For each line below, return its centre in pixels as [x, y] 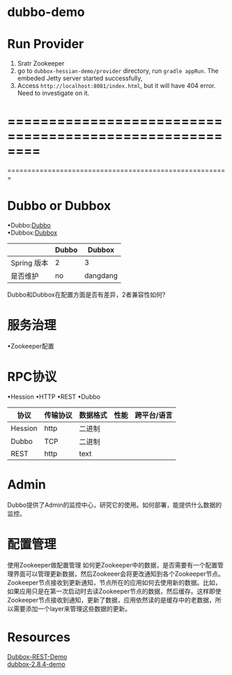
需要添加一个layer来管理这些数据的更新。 [72, 609]
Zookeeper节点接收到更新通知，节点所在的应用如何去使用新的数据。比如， [114, 582]
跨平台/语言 [154, 415]
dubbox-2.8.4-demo [36, 664]
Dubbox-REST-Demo [37, 656]
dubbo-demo [46, 12]
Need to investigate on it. [53, 93]
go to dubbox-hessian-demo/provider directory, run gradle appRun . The [118, 71]
